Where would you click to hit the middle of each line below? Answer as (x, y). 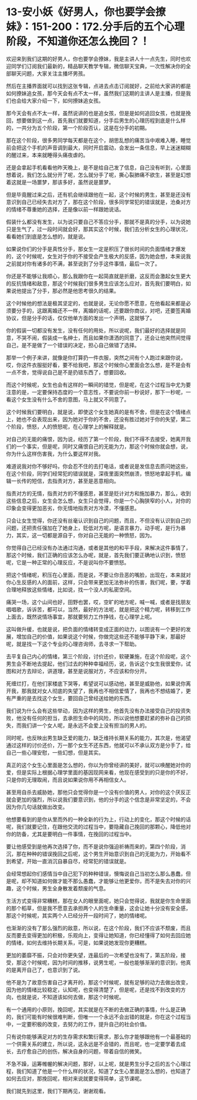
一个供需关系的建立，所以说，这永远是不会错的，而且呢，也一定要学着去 (93, 1044)
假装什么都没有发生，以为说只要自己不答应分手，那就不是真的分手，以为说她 (98, 221)
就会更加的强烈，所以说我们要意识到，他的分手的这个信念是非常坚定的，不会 (98, 799)
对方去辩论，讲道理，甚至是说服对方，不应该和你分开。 (83, 671)
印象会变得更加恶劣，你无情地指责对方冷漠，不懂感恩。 (73, 508)
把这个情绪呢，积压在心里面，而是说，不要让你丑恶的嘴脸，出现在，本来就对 (98, 575)
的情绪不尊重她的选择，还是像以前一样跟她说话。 (65, 209)
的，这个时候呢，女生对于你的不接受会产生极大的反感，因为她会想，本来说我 (98, 256)
